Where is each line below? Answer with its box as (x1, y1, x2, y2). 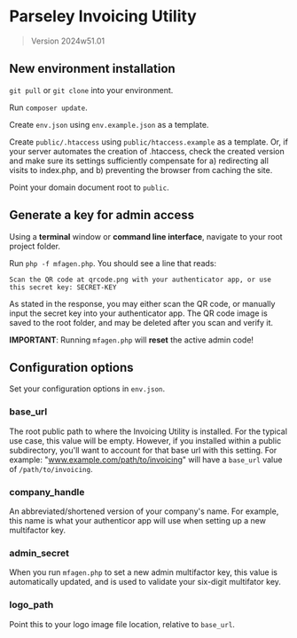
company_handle (9, 485, 85, 498)
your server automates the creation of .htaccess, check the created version (9, 146, 285, 156)
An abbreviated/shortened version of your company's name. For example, (9, 506, 279, 516)
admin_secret (9, 547, 69, 559)
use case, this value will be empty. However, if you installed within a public (9, 435, 282, 445)
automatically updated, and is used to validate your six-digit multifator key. (9, 577, 282, 587)
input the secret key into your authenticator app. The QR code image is (9, 308, 268, 319)
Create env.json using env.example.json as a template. (9, 119, 209, 130)
